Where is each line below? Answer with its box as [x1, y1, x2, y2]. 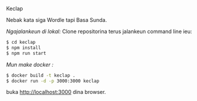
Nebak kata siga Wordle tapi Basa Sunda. [6, 17, 107, 23]
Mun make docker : [6, 61, 54, 68]
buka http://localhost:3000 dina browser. [6, 89, 106, 96]
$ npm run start [6, 50, 46, 56]
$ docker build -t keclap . [6, 72, 76, 79]
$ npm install [6, 44, 42, 51]
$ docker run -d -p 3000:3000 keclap [6, 78, 100, 84]
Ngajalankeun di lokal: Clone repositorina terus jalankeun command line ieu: [6, 28, 192, 35]
